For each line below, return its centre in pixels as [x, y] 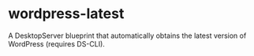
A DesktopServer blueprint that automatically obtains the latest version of [127, 35]
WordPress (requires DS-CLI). [56, 43]
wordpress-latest [66, 14]
